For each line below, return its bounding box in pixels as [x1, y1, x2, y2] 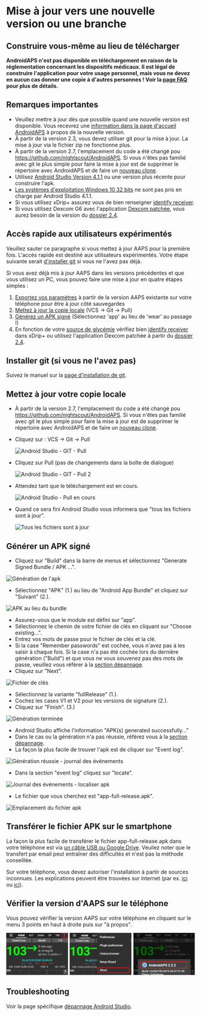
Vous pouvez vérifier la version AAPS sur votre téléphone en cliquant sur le [6, 914, 191, 922]
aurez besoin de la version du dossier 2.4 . [14, 211, 118, 219]
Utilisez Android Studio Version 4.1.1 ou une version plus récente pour [14, 173, 186, 180]
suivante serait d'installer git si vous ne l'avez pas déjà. [6, 257, 142, 265]
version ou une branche [6, 17, 127, 31]
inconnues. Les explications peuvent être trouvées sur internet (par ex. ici [6, 874, 188, 881]
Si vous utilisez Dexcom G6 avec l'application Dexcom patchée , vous [14, 205, 185, 212]
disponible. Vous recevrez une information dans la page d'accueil [14, 122, 176, 129]
